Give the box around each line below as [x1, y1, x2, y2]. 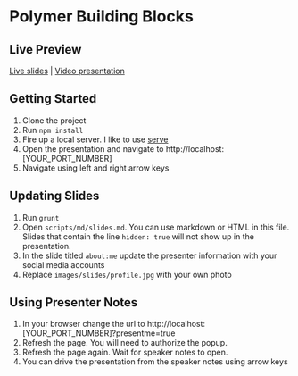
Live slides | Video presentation [9, 65, 125, 76]
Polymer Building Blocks [9, 6, 194, 27]
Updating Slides [9, 188, 100, 204]
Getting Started [9, 91, 97, 106]
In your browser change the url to [21, 319, 145, 330]
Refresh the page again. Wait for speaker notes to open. [21, 347, 228, 358]
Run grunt [21, 212, 60, 222]
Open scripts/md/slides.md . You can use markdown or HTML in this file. [21, 221, 290, 232]
